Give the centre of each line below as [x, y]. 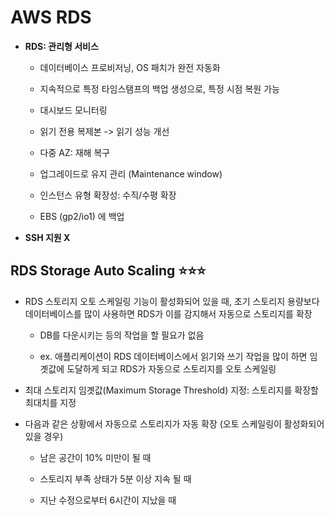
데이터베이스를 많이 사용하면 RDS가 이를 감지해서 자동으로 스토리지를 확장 [168, 313]
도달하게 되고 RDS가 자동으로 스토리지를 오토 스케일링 [171, 368]
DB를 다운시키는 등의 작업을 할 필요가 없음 [122, 335]
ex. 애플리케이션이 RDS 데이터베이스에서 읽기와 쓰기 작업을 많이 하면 [173, 356]
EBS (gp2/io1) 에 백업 [82, 216]
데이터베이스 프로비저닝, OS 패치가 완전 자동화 [130, 67]
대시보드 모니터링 [73, 110]
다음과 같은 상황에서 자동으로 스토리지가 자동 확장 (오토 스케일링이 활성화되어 [174, 423]
